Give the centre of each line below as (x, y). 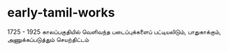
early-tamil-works (61, 13)
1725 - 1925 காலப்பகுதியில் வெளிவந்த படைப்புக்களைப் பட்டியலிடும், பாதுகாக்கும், (114, 32)
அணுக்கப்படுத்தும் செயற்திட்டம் (48, 39)
